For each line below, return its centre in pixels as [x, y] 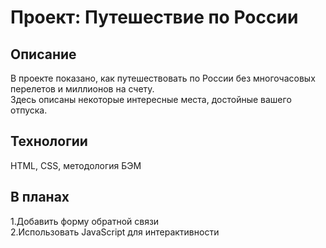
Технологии [49, 141]
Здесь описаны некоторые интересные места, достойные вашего [151, 99]
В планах [40, 197]
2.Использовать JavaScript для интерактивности [115, 232]
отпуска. [29, 110]
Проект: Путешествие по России [154, 17]
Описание [43, 54]
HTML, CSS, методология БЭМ [76, 165]
